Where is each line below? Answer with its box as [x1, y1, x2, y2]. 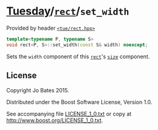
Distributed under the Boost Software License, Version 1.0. [6, 98, 153, 106]
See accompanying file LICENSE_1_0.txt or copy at [6, 110, 132, 117]
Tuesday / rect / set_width [6, 4, 129, 18]
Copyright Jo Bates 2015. [6, 86, 70, 94]
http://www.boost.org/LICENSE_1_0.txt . [6, 117, 103, 124]
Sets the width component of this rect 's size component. [6, 53, 150, 60]
